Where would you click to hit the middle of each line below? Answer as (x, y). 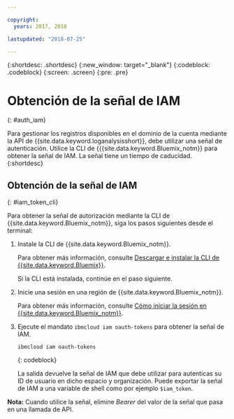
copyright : (23, 20)
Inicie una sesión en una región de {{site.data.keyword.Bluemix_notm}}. (120, 292)
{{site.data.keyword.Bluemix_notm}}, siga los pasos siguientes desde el (110, 223)
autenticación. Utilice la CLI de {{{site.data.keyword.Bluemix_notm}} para (112, 148)
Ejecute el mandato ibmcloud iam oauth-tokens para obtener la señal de (121, 327)
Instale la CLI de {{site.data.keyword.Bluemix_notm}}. (94, 244)
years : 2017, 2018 (41, 26)
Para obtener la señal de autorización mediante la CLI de (89, 216)
